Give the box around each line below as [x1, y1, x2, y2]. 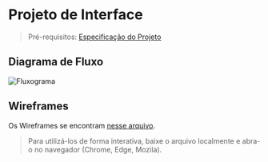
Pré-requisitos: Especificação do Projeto [27, 32, 162, 41]
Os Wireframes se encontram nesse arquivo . [8, 121, 156, 130]
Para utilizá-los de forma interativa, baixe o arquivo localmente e [27, 136, 241, 145]
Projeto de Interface [8, 6, 143, 24]
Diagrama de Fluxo [8, 55, 104, 69]
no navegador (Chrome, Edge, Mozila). [34, 144, 162, 154]
